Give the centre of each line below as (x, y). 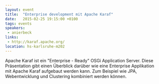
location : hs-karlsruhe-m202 (35, 46)
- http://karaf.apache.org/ (36, 42)
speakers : (15, 28)
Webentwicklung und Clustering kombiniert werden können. (66, 76)
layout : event (20, 10)
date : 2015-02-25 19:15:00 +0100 (42, 19)
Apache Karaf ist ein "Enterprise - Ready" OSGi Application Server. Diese (79, 60)
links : (12, 38)
